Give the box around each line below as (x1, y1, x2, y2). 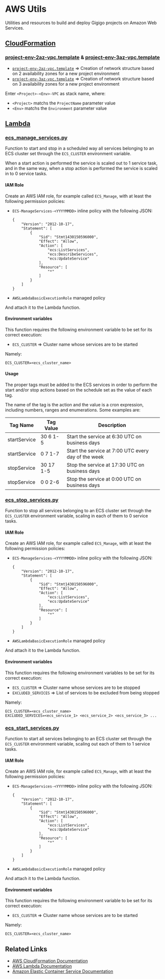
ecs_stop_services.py (5, 496, 59, 503)
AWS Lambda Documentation (12, 963, 72, 969)
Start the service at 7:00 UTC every (66, 447, 149, 454)
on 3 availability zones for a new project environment (12, 81, 120, 87)
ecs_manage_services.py (5, 134, 68, 141)
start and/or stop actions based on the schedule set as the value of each (5, 387, 152, 392)
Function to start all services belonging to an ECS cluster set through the (5, 735, 152, 742)
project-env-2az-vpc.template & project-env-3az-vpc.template (5, 54, 160, 61)
